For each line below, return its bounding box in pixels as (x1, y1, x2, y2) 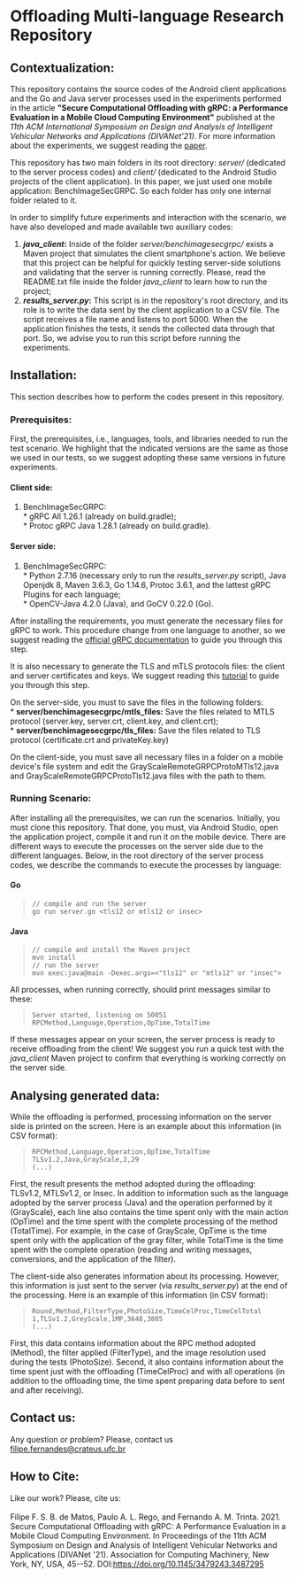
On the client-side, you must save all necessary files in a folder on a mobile (10, 751, 284, 762)
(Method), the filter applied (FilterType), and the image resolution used (10, 1348, 266, 1358)
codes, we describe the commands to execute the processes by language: (10, 859, 282, 870)
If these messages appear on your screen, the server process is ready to (10, 1034, 276, 1045)
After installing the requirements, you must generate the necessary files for (10, 615, 284, 626)
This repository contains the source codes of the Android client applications (10, 84, 286, 94)
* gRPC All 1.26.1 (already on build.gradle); (22, 511, 177, 522)
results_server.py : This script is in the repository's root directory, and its (22, 295, 289, 306)
